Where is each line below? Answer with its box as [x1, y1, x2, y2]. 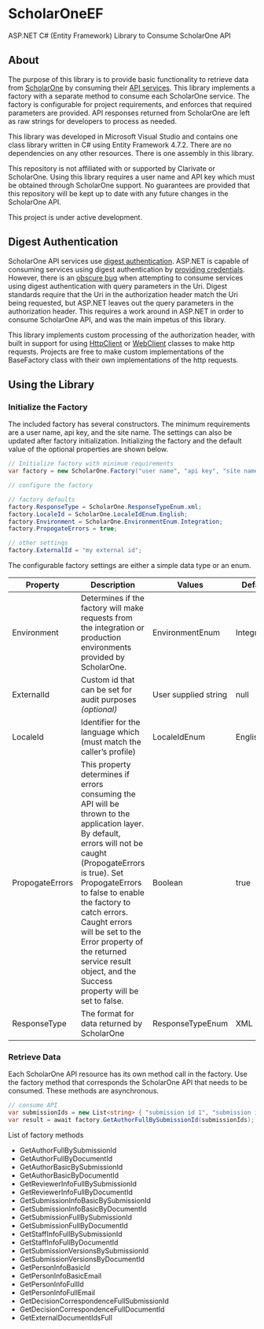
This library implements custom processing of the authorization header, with [8, 330, 255, 340]
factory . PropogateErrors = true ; [8, 525, 118, 533]
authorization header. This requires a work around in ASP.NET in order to [8, 306, 244, 316]
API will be [80, 799, 119, 809]
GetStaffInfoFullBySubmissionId [19, 1229, 123, 1238]
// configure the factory [8, 481, 93, 489]
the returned [80, 946, 127, 957]
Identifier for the [80, 717, 141, 727]
